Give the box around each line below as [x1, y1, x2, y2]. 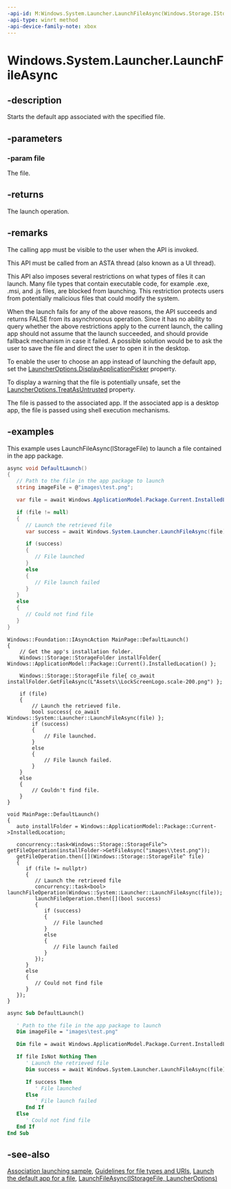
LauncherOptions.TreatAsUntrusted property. [7, 385, 135, 393]
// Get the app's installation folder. [19, 648, 134, 655]
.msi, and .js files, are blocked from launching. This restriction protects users [7, 286, 224, 295]
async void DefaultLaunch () [7, 465, 88, 472]
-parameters [7, 132, 63, 145]
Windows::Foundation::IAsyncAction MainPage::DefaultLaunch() [7, 636, 189, 643]
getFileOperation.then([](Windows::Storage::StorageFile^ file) [16, 853, 205, 860]
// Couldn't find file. [32, 786, 100, 794]
